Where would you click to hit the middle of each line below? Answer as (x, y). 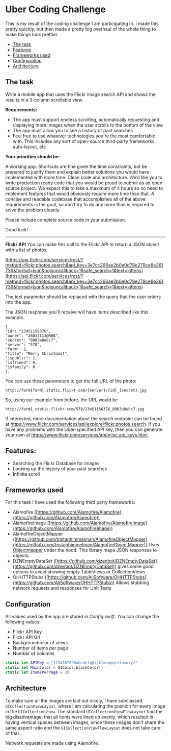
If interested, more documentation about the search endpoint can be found (84, 418)
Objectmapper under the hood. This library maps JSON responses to (85, 550)
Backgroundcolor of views (40, 643)
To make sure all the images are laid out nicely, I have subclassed (74, 700)
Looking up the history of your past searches (60, 469)
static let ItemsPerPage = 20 (37, 672)
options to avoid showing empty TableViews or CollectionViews (79, 572)
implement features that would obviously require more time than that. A (80, 193)
